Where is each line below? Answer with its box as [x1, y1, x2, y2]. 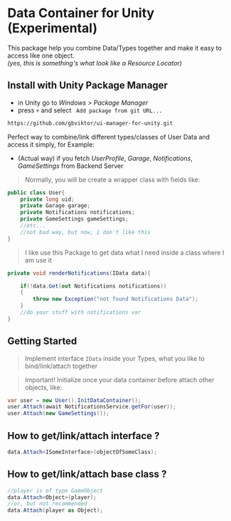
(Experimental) [7, 20, 98, 36]
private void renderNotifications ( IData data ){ [7, 269, 151, 277]
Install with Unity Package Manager [7, 80, 168, 92]
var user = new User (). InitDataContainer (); [7, 396, 141, 404]
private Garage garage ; [20, 202, 91, 209]
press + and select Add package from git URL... [17, 105, 163, 115]
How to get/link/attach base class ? [7, 468, 167, 480]
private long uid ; [20, 196, 75, 203]
